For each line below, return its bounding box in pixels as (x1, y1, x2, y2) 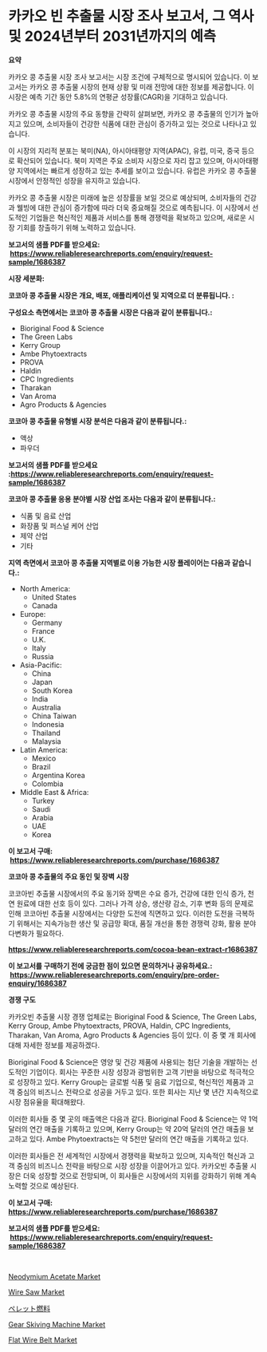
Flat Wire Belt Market (8, 1334, 77, 1345)
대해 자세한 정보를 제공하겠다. (8, 1040, 100, 1050)
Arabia (31, 812, 54, 822)
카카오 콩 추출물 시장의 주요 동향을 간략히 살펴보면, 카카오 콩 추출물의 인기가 (8, 109, 245, 118)
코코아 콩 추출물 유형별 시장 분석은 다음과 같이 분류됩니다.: (8, 416, 187, 425)
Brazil (31, 761, 51, 771)
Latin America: (19, 745, 68, 754)
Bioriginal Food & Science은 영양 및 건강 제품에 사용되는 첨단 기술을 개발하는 (8, 1057, 249, 1066)
